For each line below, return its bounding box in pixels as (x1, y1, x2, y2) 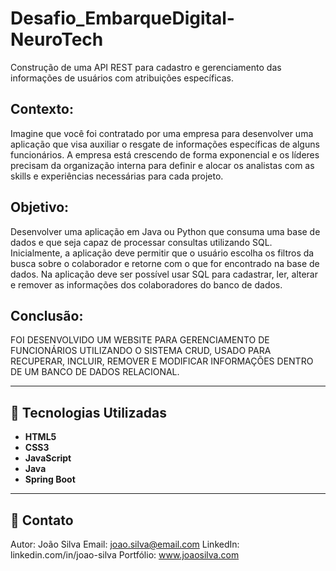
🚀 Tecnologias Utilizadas (10, 404, 167, 421)
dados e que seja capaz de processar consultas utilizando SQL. (10, 236, 273, 248)
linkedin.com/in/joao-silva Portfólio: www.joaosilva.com (10, 549, 240, 561)
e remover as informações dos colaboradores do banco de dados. (10, 278, 283, 291)
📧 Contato (10, 512, 74, 529)
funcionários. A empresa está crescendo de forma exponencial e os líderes (10, 148, 320, 161)
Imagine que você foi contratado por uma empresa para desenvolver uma (10, 127, 314, 139)
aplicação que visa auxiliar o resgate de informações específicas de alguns (10, 138, 320, 150)
